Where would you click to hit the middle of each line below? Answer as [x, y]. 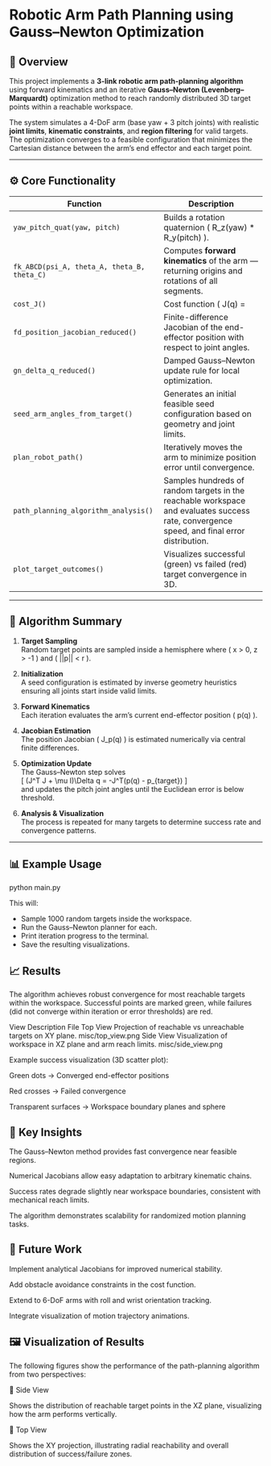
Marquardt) [29, 98]
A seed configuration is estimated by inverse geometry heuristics [129, 682]
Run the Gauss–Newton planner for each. [89, 927]
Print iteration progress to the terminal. [85, 936]
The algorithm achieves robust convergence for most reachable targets [127, 994]
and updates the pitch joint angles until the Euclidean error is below [132, 789]
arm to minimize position [210, 457]
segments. [183, 290]
